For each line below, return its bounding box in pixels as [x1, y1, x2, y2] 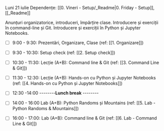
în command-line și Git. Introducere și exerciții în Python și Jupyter [5, 25, 141, 31]
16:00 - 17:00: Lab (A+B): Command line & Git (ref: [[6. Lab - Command [12, 115, 157, 121]
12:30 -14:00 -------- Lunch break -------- [12, 90, 99, 96]
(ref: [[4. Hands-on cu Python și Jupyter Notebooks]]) [12, 80, 123, 86]
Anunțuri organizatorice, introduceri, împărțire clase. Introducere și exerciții [5, 20, 159, 25]
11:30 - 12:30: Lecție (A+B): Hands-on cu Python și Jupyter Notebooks [12, 75, 156, 81]
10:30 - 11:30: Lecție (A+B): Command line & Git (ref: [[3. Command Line [12, 60, 160, 65]
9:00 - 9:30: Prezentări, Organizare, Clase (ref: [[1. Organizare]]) [12, 40, 144, 46]
